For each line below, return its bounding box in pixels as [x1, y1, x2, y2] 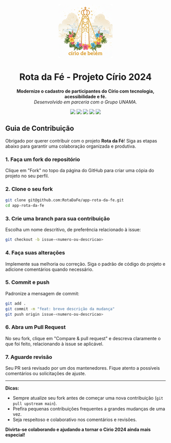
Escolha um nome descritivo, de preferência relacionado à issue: [5, 227, 141, 233]
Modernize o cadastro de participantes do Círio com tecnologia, [16, 88, 155, 94]
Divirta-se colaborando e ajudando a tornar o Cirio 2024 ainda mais [5, 427, 151, 433]
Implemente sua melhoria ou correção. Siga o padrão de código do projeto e [5, 261, 166, 267]
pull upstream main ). [12, 400, 57, 406]
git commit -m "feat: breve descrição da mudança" [5, 306, 115, 312]
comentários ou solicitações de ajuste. [5, 371, 87, 377]
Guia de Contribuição [5, 124, 74, 133]
